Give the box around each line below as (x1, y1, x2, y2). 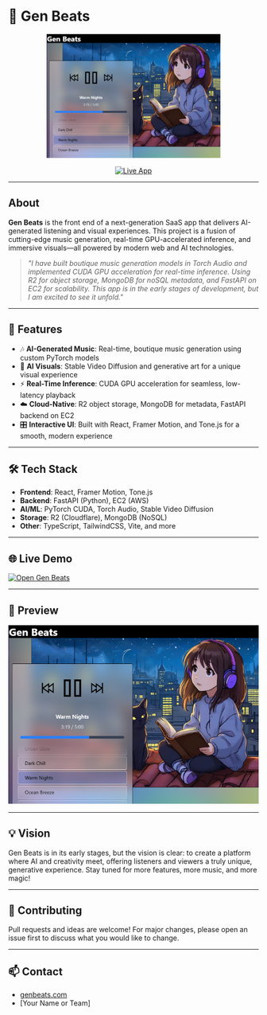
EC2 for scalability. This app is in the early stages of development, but (27, 283, 259, 293)
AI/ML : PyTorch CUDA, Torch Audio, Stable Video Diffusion (19, 505, 214, 514)
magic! (8, 873, 31, 883)
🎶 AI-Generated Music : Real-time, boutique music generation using (19, 344, 242, 353)
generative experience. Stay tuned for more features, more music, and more (8, 865, 257, 874)
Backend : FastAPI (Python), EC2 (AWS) (19, 496, 149, 506)
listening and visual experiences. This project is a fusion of (43, 226, 236, 236)
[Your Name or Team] (19, 998, 91, 1008)
